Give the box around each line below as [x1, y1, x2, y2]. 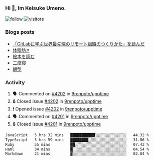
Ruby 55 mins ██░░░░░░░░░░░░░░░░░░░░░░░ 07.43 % [5, 142, 149, 147]
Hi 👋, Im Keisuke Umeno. [5, 5, 66, 12]
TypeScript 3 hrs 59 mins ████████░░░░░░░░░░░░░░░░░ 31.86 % [5, 137, 149, 142]
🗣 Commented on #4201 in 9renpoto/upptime [12, 113, 108, 119]
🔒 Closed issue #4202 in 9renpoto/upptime [12, 98, 102, 104]
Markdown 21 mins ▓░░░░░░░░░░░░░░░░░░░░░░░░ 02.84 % [5, 151, 149, 156]
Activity [5, 79, 25, 86]
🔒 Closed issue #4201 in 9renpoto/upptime [12, 121, 101, 127]
